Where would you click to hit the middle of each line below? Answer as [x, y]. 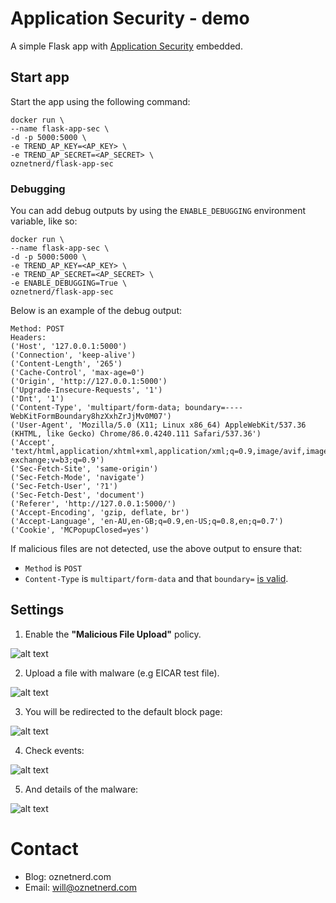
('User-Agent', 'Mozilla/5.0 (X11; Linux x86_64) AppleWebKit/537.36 [158, 425]
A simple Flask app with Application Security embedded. [126, 46]
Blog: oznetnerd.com [68, 876]
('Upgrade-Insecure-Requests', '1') [86, 390]
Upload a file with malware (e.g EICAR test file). [122, 673]
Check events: [54, 750]
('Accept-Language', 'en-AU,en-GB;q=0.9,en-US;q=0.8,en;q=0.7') [147, 522]
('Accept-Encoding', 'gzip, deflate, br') [100, 513]
